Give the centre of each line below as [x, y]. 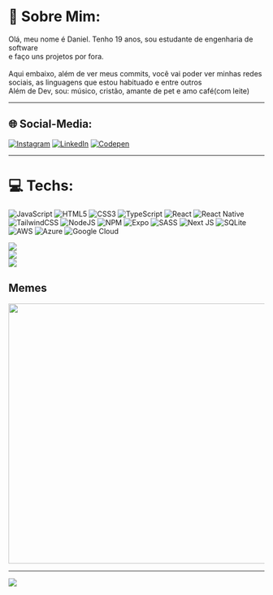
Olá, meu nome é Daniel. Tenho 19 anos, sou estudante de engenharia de [131, 39]
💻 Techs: [41, 185]
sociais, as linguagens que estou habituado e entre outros [105, 82]
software [23, 47]
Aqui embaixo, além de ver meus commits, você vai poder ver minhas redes [135, 73]
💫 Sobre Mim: [54, 17]
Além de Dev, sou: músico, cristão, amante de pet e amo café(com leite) [129, 91]
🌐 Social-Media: [50, 124]
